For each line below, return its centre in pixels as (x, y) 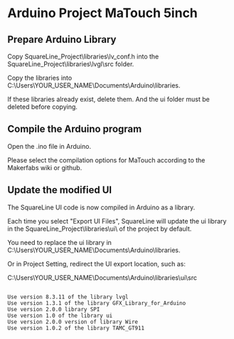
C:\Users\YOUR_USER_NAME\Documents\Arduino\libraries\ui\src (102, 277)
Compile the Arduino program (75, 129)
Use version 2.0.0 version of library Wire (73, 322)
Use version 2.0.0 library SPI (54, 309)
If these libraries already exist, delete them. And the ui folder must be (108, 99)
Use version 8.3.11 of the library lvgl (68, 297)
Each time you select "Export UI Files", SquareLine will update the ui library (117, 221)
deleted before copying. (43, 107)
